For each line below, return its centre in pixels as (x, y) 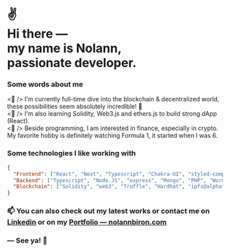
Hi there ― (38, 34)
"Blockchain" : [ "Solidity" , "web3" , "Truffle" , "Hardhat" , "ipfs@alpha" (119, 187)
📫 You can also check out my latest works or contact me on (108, 211)
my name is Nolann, (64, 48)
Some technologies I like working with (72, 153)
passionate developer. (72, 63)
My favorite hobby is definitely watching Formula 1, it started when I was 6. (112, 136)
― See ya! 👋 (27, 240)
